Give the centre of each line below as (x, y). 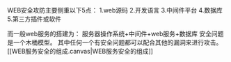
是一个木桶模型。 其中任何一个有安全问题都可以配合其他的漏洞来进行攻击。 (115, 42)
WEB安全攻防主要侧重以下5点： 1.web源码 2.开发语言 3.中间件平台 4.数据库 (115, 10)
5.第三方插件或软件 (34, 19)
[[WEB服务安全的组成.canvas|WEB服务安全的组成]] (80, 51)
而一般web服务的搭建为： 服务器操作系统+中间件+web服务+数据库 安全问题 (115, 34)
